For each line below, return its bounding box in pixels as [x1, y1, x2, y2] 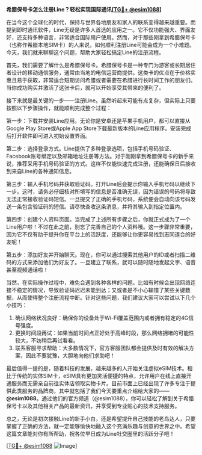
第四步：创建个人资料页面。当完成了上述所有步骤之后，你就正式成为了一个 [6, 216, 191, 223]
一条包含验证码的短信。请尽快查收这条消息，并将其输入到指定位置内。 [11, 203, 185, 210]
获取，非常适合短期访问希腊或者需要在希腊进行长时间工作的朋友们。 [26, 76, 196, 84]
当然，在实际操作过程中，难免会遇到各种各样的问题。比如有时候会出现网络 [6, 279, 191, 286]
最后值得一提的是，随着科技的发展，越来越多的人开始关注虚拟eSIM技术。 [6, 365, 188, 372]
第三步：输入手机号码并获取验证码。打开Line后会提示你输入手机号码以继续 [6, 181, 191, 187]
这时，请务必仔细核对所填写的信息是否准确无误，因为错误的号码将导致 [22, 188, 196, 195]
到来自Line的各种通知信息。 [6, 168, 75, 175]
